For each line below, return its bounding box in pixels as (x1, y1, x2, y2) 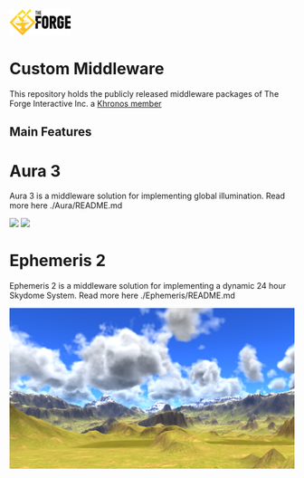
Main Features (9, 124, 92, 139)
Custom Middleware (9, 59, 165, 80)
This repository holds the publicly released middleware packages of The (9, 88, 280, 99)
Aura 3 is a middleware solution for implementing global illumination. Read (9, 190, 285, 202)
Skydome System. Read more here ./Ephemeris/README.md (9, 290, 235, 301)
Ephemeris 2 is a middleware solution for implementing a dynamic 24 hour (9, 281, 287, 292)
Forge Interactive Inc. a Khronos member (9, 98, 162, 109)
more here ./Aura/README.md (9, 200, 123, 211)
